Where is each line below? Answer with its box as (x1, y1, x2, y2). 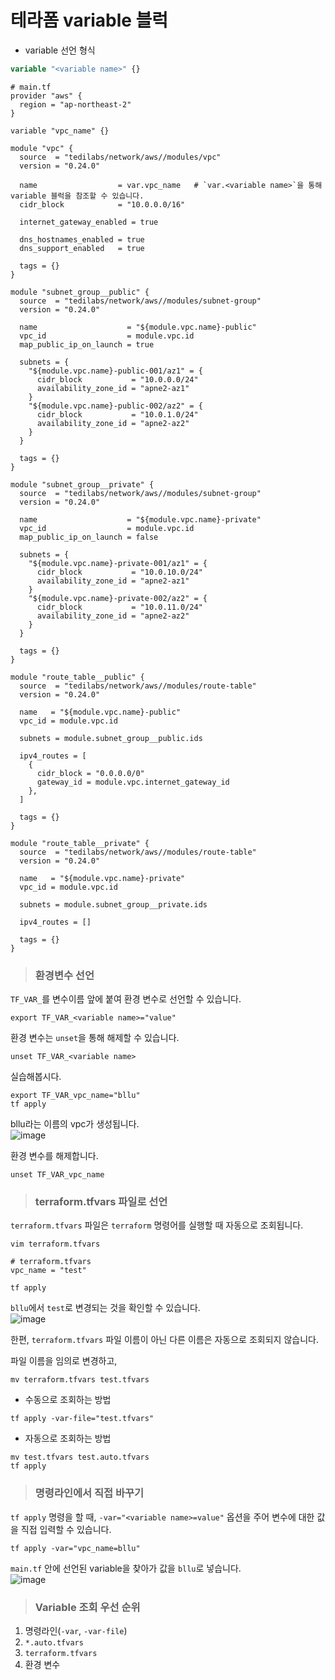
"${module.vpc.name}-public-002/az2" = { (28, 401, 203, 411)
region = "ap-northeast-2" (19, 99, 132, 110)
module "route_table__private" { (10, 838, 150, 848)
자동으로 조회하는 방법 (24, 1432, 112, 1445)
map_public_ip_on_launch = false (19, 532, 159, 542)
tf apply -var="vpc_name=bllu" (10, 1543, 141, 1553)
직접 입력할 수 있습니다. (20, 1523, 112, 1535)
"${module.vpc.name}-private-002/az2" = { (28, 593, 208, 603)
